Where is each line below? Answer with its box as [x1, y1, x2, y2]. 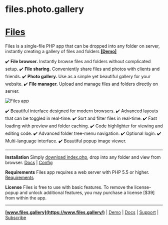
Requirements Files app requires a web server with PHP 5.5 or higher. [5, 169, 149, 175]
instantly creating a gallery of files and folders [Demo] [5, 49, 116, 55]
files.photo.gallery [5, 4, 84, 15]
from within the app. [5, 195, 47, 201]
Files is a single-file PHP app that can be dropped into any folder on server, [5, 43, 160, 49]
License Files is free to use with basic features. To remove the [5, 184, 133, 190]
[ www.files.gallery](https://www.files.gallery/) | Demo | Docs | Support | [5, 209, 159, 215]
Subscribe [5, 214, 26, 221]
